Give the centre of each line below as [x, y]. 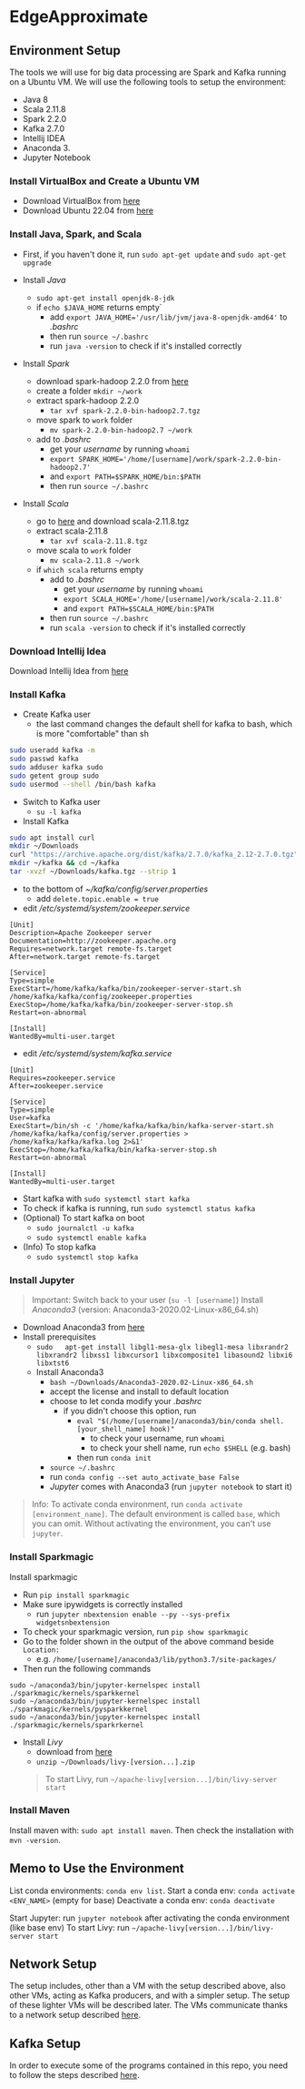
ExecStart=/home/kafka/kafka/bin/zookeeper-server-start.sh [126, 988]
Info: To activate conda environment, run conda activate [137, 1504]
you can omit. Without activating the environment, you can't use [151, 1523]
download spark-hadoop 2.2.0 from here [112, 381]
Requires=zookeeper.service [63, 1078]
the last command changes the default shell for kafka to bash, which [164, 724]
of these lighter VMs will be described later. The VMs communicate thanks [149, 2005]
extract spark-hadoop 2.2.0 [88, 400]
